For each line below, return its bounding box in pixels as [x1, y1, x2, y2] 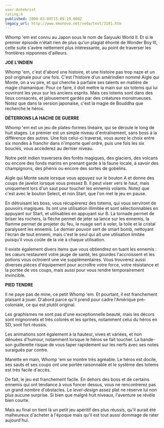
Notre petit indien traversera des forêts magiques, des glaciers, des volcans [5, 155, 158, 161]
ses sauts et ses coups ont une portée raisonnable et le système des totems [5, 362, 159, 368]
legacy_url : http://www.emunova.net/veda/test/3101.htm [5, 21, 121, 26]
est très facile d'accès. [5, 367, 51, 373]
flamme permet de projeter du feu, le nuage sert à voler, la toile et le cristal [5, 221, 156, 227]
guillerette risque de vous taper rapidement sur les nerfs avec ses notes [13, 342, 159, 348]
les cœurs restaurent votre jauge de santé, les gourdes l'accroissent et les [5, 252, 155, 257]
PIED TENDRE [5, 282, 33, 288]
